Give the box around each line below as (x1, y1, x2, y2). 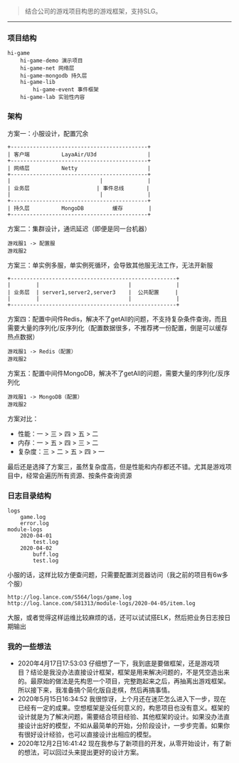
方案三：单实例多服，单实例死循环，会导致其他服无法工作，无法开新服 (7, 261, 213, 269)
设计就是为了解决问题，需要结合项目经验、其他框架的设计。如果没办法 (17, 712, 224, 721)
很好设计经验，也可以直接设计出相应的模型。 (23, 730, 155, 739)
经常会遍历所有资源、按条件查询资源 (26, 471, 132, 480)
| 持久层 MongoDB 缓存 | (7, 204, 152, 212)
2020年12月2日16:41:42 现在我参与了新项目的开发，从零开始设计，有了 (17, 740, 225, 748)
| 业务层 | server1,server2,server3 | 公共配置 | (7, 288, 179, 296)
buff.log (33, 551, 59, 558)
